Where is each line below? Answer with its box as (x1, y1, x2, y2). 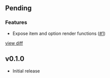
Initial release (12, 67, 40, 74)
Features (5, 19, 27, 26)
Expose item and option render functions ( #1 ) (12, 30, 106, 36)
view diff (5, 40, 23, 46)
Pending (5, 4, 32, 12)
